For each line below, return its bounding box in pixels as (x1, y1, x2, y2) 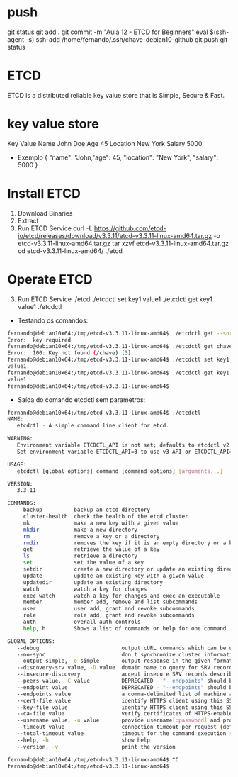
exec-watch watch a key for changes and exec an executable (23, 592, 220, 599)
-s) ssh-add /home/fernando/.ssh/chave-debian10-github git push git (25, 35, 228, 43)
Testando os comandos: (17, 316, 89, 325)
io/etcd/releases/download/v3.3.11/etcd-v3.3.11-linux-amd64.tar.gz (17, 231, 212, 240)
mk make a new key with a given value (23, 519, 179, 527)
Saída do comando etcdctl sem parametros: (17, 395, 146, 404)
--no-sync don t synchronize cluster (16, 651, 201, 658)
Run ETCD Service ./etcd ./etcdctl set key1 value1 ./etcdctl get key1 (17, 295, 212, 303)
